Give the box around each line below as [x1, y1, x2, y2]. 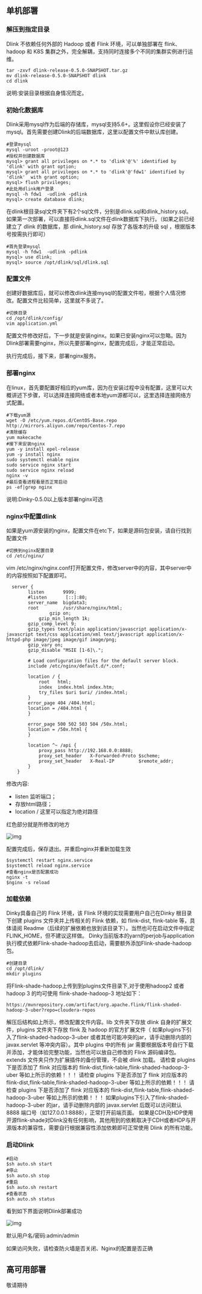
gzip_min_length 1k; [38, 615, 90, 622]
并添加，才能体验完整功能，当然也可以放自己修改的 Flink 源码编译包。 [6, 1049, 180, 1056]
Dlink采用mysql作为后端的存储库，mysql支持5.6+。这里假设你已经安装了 [6, 120, 186, 128]
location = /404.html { [28, 705, 87, 711]
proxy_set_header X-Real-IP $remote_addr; [38, 758, 174, 764]
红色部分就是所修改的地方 [6, 820, 70, 828]
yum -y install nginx [6, 451, 61, 457]
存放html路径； [14, 800, 53, 808]
